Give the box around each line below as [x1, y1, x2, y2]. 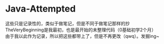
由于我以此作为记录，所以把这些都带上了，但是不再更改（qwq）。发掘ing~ [5, 33, 159, 39]
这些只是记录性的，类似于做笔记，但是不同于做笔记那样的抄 [5, 20, 130, 26]
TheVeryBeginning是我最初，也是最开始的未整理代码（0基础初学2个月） [5, 26, 156, 33]
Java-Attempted [5, 3, 76, 15]
